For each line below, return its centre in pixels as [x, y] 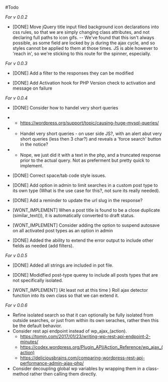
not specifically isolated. [38, 280]
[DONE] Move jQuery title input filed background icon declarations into [86, 27]
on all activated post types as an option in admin [63, 231]
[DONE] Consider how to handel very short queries [65, 108]
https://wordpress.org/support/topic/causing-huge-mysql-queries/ [90, 123]
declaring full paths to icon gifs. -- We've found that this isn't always [83, 38]
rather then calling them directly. [63, 374]
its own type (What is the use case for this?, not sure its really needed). [86, 190]
